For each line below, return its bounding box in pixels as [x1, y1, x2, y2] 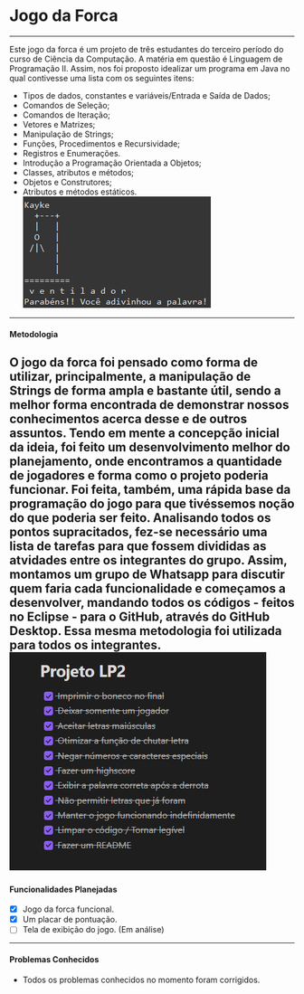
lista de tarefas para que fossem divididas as [9, 538, 267, 554]
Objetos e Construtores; [22, 176, 112, 187]
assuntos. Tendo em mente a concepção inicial [9, 425, 280, 440]
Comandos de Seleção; [22, 99, 110, 110]
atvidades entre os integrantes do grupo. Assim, [9, 553, 288, 568]
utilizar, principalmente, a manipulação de [9, 368, 252, 384]
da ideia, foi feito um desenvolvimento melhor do [9, 440, 291, 455]
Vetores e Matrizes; [22, 118, 96, 129]
